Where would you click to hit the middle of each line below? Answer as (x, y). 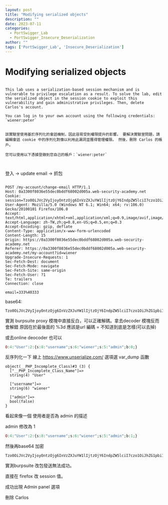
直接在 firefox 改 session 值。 (35, 476)
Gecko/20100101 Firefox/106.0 (37, 209)
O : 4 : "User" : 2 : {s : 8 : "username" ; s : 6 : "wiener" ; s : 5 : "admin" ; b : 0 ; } (71, 347)
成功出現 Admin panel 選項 (32, 487)
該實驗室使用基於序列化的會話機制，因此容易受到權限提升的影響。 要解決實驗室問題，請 (82, 134)
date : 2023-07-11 (23, 24)
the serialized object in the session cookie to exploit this (71, 98)
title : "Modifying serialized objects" (47, 15)
